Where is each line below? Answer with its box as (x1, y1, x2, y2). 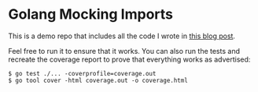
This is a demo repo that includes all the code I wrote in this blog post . (8, 31, 236, 41)
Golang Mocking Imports (8, 5, 174, 23)
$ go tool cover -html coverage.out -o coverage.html (8, 76, 189, 84)
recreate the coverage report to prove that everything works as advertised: (8, 55, 251, 64)
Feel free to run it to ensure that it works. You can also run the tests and (8, 46, 240, 55)
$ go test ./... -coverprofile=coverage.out (8, 69, 157, 77)
